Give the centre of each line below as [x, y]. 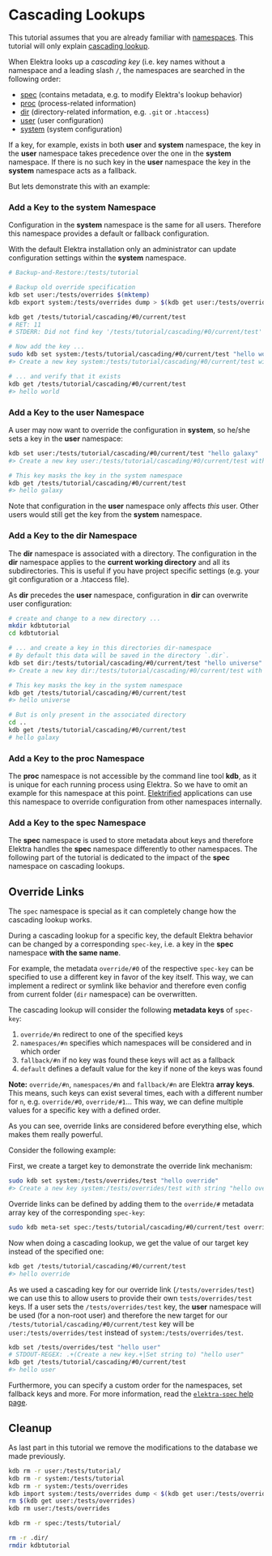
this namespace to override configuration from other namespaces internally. [136, 802]
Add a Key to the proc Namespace [76, 758]
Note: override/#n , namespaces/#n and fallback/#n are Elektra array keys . [132, 1084]
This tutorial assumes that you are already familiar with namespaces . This [131, 37]
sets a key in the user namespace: [66, 438]
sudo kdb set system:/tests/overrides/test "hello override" [114, 1181]
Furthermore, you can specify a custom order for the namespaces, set [125, 1385]
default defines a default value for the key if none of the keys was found [141, 1069]
